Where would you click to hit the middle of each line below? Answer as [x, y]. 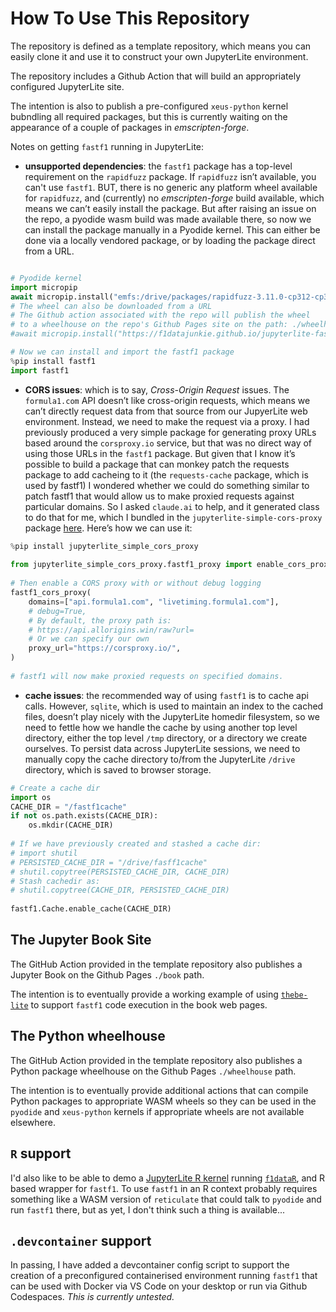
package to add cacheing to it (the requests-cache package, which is [166, 474]
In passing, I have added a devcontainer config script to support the [150, 1265]
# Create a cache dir [55, 788]
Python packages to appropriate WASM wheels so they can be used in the [163, 1101]
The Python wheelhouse [88, 1036]
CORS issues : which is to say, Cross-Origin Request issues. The [157, 389]
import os [31, 797]
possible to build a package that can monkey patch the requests [157, 464]
